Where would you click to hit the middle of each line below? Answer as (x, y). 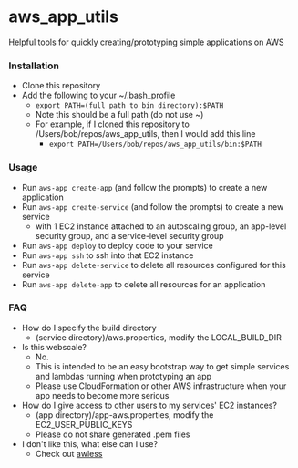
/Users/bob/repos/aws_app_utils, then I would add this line (145, 134)
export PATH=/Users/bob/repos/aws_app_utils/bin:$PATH (155, 145)
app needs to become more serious (102, 395)
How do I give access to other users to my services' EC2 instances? (149, 405)
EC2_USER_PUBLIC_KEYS (84, 424)
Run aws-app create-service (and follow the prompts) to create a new (153, 206)
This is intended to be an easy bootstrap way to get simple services (162, 366)
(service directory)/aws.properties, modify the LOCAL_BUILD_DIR (158, 337)
